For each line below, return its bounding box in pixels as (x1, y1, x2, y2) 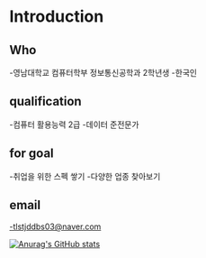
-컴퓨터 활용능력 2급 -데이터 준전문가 (9, 119, 139, 130)
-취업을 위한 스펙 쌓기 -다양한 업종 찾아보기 (9, 170, 161, 181)
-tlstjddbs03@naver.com (9, 221, 102, 232)
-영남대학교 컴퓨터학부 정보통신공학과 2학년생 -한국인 (9, 68, 198, 78)
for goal (9, 146, 54, 161)
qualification (9, 94, 83, 109)
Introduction (9, 6, 104, 27)
